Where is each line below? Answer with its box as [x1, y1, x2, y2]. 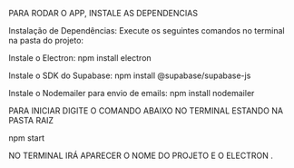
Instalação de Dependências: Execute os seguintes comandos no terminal [8, 25, 285, 35]
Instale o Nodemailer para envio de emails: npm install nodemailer [8, 88, 255, 98]
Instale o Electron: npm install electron [8, 53, 152, 63]
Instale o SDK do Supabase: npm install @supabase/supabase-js [8, 70, 251, 81]
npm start [8, 133, 45, 143]
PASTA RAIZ [8, 115, 54, 125]
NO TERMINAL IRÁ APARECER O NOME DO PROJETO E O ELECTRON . [8, 150, 273, 161]
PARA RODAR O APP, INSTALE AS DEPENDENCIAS [8, 8, 199, 18]
